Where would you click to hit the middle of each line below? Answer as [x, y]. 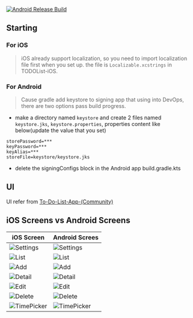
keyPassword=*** [26, 146]
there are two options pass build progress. [73, 106]
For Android [24, 86]
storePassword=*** [29, 141]
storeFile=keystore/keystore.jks [48, 157]
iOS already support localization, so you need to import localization [104, 58]
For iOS [17, 45]
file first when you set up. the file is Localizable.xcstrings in [96, 64]
